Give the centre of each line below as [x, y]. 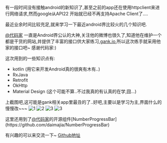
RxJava [20, 75]
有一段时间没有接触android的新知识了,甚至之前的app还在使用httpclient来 [80, 7]
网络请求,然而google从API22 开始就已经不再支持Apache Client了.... [79, 14]
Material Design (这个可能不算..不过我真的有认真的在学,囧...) [74, 91]
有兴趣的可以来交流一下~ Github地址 [43, 135]
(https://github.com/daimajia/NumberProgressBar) [57, 125]
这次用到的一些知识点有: [30, 58]
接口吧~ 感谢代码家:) [35, 48]
